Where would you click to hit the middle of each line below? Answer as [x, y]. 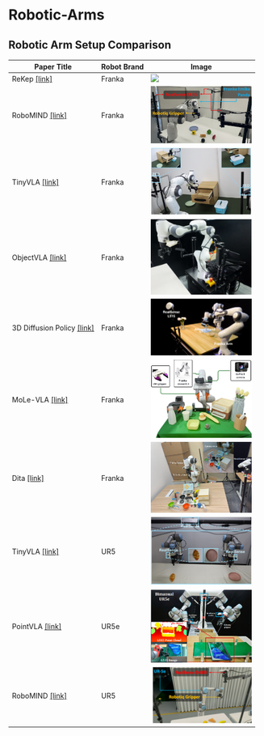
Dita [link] [28, 478]
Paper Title [53, 66]
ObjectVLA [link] [39, 257]
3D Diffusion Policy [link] [53, 328]
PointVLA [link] [37, 627]
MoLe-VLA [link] [40, 399]
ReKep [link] [32, 79]
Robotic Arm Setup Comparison [90, 45]
